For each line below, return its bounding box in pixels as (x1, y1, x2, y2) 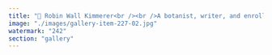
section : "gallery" (8, 34, 74, 43)
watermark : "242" (8, 27, 67, 35)
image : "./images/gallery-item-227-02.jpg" (8, 19, 158, 27)
